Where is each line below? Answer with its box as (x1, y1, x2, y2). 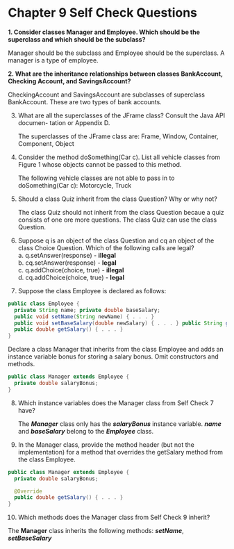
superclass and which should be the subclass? (8, 35, 146, 43)
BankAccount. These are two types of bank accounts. (8, 97, 162, 106)
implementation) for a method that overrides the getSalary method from (17, 448, 224, 456)
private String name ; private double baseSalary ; (14, 306, 160, 313)
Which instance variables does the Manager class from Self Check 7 (17, 398, 214, 407)
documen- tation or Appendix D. (17, 118, 110, 126)
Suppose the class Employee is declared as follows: (17, 286, 167, 295)
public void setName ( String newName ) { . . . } (14, 313, 155, 320)
